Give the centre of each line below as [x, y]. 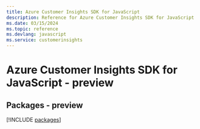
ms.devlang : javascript [36, 35]
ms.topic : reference [33, 29]
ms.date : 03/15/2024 [33, 23]
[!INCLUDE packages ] [34, 120]
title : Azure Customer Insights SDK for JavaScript [73, 12]
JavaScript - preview [60, 83]
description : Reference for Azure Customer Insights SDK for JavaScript [100, 18]
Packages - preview [45, 105]
